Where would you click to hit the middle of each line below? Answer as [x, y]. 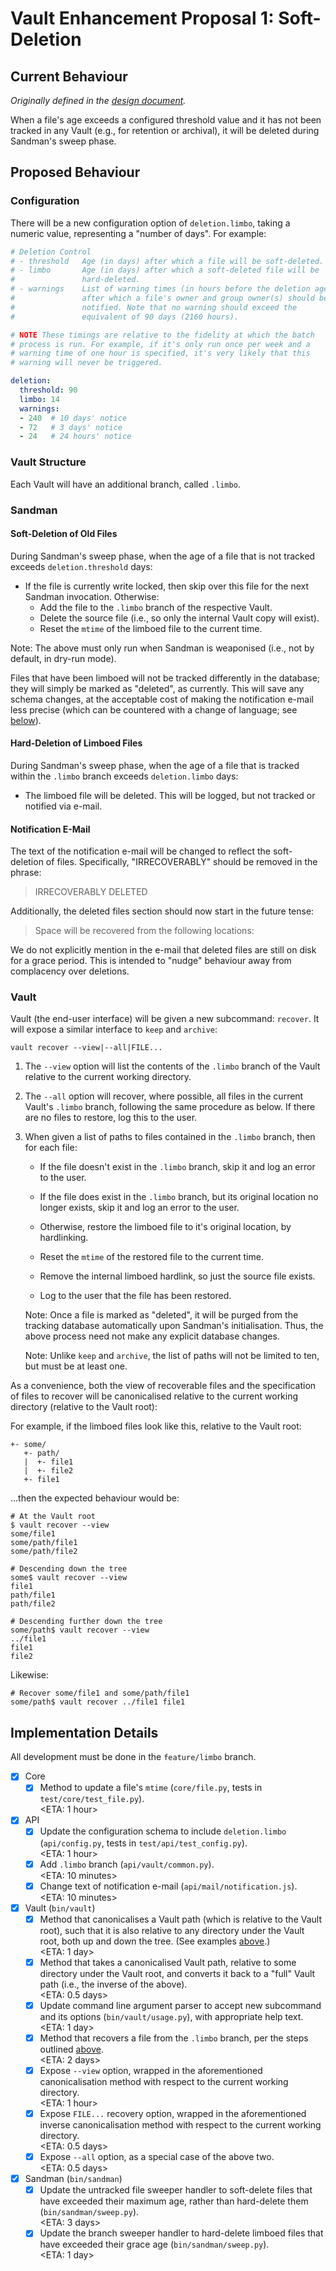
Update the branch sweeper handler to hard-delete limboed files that [181, 2233]
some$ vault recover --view [69, 1578]
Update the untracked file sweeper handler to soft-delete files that [176, 2190]
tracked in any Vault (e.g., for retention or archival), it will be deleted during [165, 130]
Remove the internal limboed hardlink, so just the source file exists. [177, 1276]
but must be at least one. [76, 1366]
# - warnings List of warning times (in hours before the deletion [160, 289]
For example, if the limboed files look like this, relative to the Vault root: [156, 1426]
